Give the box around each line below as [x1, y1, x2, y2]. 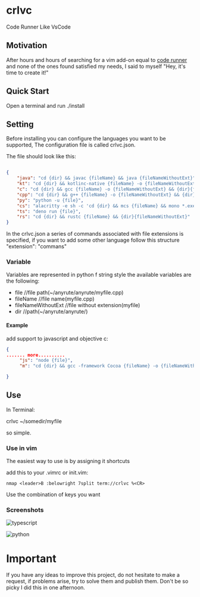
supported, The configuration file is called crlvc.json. [6, 141, 136, 149]
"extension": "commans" [6, 243, 67, 250]
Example [6, 322, 29, 329]
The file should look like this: [6, 153, 76, 160]
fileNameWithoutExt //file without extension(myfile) [14, 302, 140, 309]
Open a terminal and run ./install [6, 102, 85, 109]
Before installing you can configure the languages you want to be [6, 135, 166, 142]
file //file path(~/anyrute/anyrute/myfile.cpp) [14, 289, 124, 296]
